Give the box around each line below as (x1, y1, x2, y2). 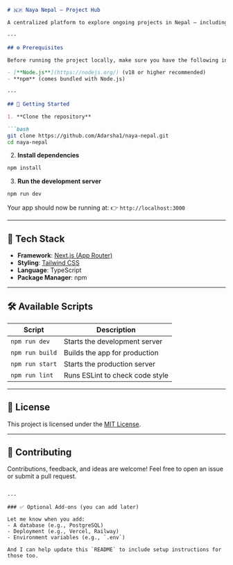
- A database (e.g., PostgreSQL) (7, 522, 104, 529)
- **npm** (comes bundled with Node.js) (7, 76, 126, 83)
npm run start (10, 360, 58, 368)
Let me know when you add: (7, 516, 85, 523)
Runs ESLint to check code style (63, 370, 169, 380)
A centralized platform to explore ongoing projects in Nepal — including (7, 19, 228, 26)
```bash (7, 126, 30, 133)
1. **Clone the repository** (7, 113, 92, 120)
